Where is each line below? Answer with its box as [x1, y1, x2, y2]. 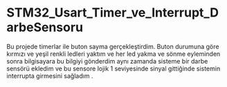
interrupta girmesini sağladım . [6, 71, 93, 80]
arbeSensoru [6, 19, 84, 35]
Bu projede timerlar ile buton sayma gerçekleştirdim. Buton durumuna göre [6, 42, 219, 50]
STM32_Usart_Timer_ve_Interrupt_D [6, 5, 219, 21]
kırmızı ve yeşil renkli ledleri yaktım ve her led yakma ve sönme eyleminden [6, 50, 221, 58]
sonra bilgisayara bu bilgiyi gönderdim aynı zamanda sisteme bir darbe [6, 57, 208, 65]
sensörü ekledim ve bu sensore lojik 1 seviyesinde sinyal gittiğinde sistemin [6, 64, 221, 72]
